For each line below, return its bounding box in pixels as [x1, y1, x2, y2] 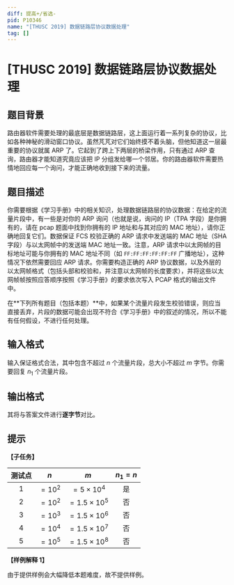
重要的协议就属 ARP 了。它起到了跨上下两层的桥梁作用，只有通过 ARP [7, 146, 208, 155]
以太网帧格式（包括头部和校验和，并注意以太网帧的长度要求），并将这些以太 [7, 267, 224, 275]
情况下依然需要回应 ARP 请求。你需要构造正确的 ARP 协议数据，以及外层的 [7, 258, 221, 267]
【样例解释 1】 [7, 556, 49, 564]
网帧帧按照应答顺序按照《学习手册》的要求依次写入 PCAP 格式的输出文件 [7, 276, 217, 284]
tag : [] [7, 29, 30, 37]
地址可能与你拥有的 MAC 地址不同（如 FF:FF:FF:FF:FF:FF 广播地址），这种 [13, 249, 225, 258]
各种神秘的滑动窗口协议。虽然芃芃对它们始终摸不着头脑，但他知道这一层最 [13, 137, 227, 146]
